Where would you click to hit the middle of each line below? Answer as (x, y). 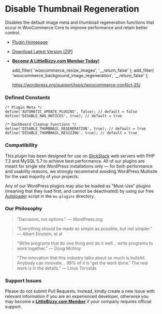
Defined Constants (28, 97)
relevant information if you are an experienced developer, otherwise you (77, 297)
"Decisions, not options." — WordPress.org (60, 219)
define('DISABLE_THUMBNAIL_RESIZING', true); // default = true (71, 133)
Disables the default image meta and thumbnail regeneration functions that (80, 22)
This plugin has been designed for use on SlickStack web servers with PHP (80, 156)
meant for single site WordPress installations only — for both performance (79, 166)
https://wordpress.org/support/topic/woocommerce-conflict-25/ (76, 85)
